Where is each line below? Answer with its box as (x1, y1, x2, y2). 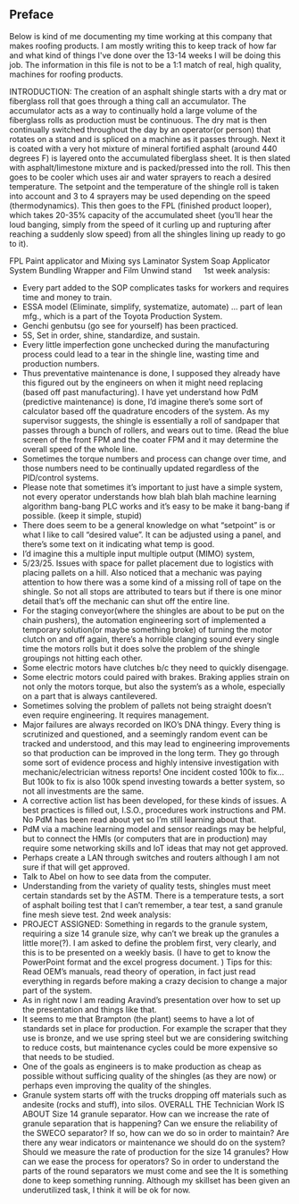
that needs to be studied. (21, 1051, 114, 1062)
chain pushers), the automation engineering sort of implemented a (21, 614, 266, 625)
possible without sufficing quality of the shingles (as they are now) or (21, 1070, 277, 1081)
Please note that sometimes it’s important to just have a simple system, (21, 482, 283, 493)
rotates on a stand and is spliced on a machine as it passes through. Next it (9, 133, 286, 144)
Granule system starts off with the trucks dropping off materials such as (21, 1090, 287, 1100)
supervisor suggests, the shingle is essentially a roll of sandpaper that (21, 415, 280, 425)
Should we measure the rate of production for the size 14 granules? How (21, 1146, 289, 1157)
